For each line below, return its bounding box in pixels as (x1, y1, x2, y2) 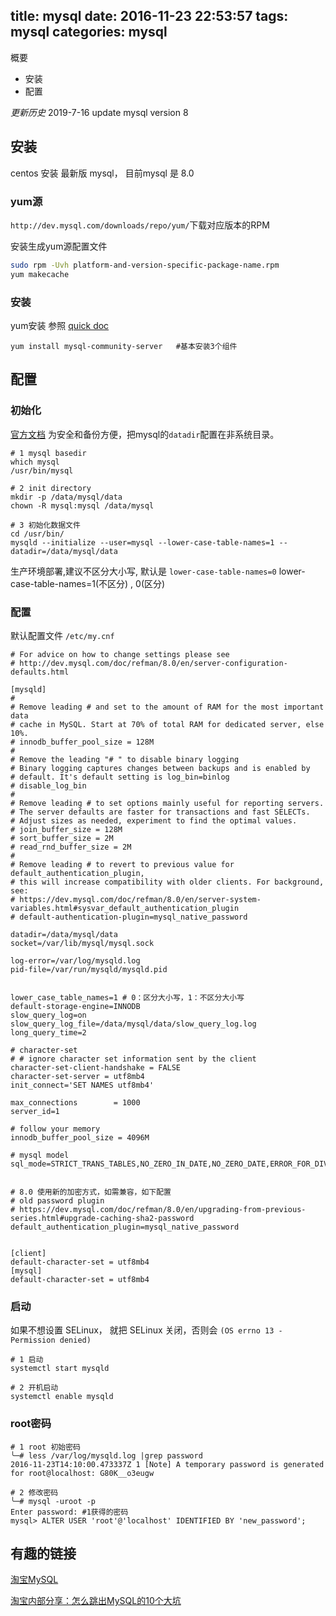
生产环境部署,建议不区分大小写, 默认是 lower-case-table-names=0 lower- (10, 565, 306, 577)
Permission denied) (10, 1335, 92, 1346)
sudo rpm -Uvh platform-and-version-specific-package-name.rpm (10, 260, 280, 270)
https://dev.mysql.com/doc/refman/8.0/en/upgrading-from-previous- (19, 1204, 307, 1214)
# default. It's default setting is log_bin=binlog (10, 772, 230, 782)
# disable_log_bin (10, 780, 87, 791)
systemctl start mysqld (10, 1364, 110, 1374)
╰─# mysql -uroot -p (10, 1496, 97, 1506)
